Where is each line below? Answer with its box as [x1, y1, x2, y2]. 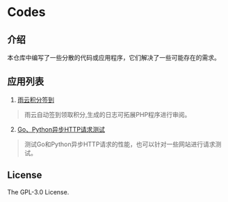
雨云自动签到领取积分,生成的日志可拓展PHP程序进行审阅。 [24, 110, 191, 118]
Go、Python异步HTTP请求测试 [17, 125, 106, 133]
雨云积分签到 [17, 95, 54, 104]
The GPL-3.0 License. [7, 187, 70, 196]
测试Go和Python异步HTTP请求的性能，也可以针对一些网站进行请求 [24, 140, 215, 148]
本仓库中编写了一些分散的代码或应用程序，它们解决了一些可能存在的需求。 [7, 54, 220, 61]
